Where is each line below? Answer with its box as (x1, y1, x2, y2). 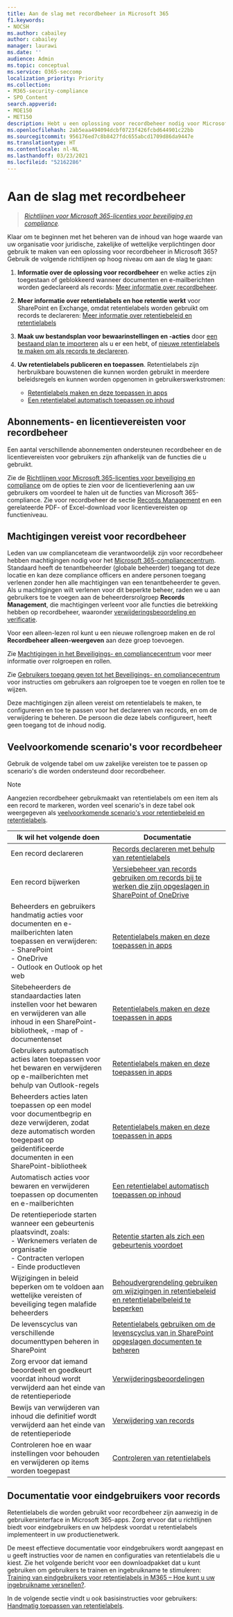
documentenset (10, 1035, 62, 1044)
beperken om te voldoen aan (10, 1282, 104, 1292)
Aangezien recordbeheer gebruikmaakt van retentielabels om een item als (7, 794, 218, 803)
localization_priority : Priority (7, 74, 104, 82)
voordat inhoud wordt (10, 1374, 81, 1384)
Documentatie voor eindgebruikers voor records (7, 1490, 221, 1502)
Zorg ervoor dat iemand (10, 1356, 88, 1366)
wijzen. (7, 685, 28, 693)
